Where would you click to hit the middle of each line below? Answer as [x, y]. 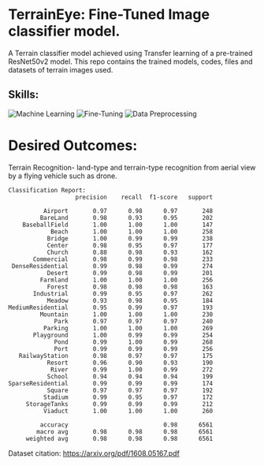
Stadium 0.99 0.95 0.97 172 [128, 397]
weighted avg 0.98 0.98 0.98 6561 [119, 438]
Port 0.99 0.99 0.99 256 [134, 349]
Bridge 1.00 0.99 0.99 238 [130, 238]
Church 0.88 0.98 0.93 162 [130, 252]
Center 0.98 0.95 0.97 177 [130, 245]
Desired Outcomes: [73, 145]
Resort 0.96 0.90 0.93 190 [130, 363]
